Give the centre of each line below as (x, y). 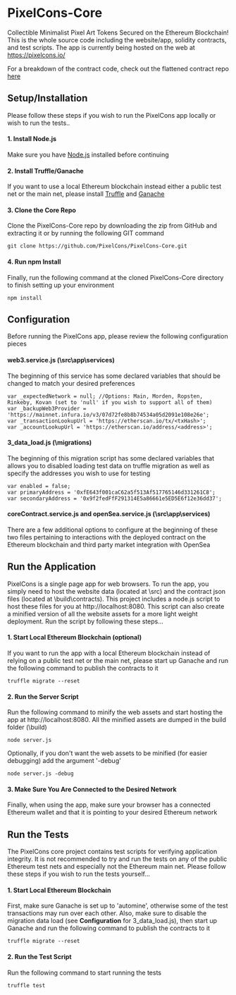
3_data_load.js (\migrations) (50, 443)
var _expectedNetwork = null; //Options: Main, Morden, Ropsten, (105, 396)
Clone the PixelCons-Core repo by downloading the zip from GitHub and (112, 226)
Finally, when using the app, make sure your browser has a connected (109, 805)
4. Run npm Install (34, 262)
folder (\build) (27, 727)
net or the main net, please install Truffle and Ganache (86, 194)
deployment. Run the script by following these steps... (86, 621)
